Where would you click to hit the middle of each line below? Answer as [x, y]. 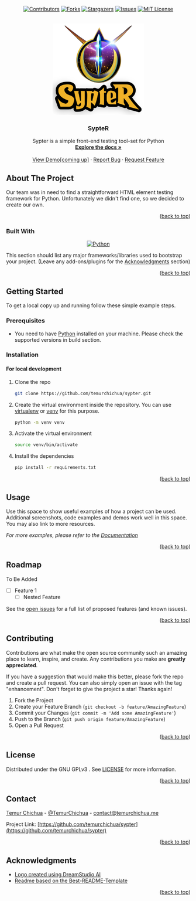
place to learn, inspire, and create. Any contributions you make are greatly [96, 659]
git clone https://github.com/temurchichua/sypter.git [83, 393]
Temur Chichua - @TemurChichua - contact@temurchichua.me [82, 813]
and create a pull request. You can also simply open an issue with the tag [94, 682]
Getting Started [35, 291]
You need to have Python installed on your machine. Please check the [99, 334]
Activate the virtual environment [53, 433]
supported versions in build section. [58, 339]
